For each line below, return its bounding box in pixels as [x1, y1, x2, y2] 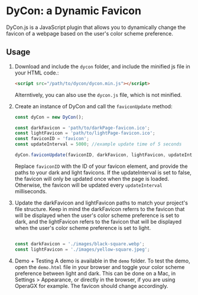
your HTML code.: [14, 69, 59, 76]
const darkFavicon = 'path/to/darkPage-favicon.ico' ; [14, 125, 150, 131]
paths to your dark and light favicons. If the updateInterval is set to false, [14, 168, 192, 176]
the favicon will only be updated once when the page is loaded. [14, 175, 170, 182]
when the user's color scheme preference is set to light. [14, 224, 151, 231]
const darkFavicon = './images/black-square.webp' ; [14, 241, 145, 247]
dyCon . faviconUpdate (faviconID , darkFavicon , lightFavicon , [14, 152, 166, 158]
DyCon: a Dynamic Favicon [6, 4, 142, 18]
